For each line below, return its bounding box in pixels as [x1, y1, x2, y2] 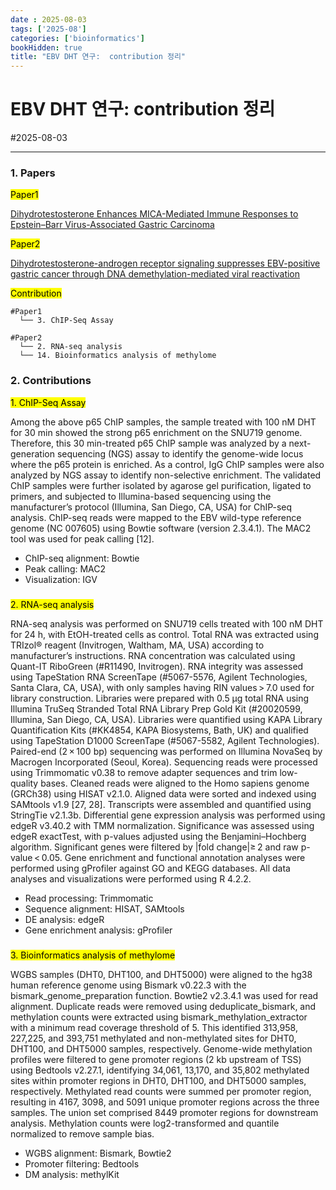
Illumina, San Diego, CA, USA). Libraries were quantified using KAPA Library [10, 713, 323, 725]
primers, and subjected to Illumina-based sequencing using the [10, 490, 272, 502]
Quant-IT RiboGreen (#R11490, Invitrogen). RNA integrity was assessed [10, 660, 304, 672]
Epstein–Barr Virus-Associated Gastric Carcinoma [10, 219, 215, 231]
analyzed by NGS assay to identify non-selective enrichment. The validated [10, 469, 322, 481]
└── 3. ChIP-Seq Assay [19, 316, 114, 326]
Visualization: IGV [24, 573, 98, 585]
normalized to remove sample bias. [10, 1127, 155, 1140]
